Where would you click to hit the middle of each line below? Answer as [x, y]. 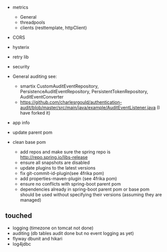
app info [21, 122]
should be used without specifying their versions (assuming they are [91, 195]
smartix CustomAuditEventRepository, [59, 86]
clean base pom [29, 142]
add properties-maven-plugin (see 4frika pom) [68, 179]
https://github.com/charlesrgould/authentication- [71, 102]
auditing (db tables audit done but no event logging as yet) [73, 233]
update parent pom [32, 132]
